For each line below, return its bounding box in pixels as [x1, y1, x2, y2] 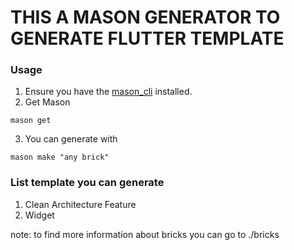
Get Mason [24, 96, 71, 108]
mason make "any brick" [10, 152, 110, 163]
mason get [10, 116, 52, 126]
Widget [24, 209, 55, 221]
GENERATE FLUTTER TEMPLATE [10, 27, 285, 50]
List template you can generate [10, 176, 165, 190]
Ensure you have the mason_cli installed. [24, 86, 193, 98]
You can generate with [24, 133, 118, 145]
